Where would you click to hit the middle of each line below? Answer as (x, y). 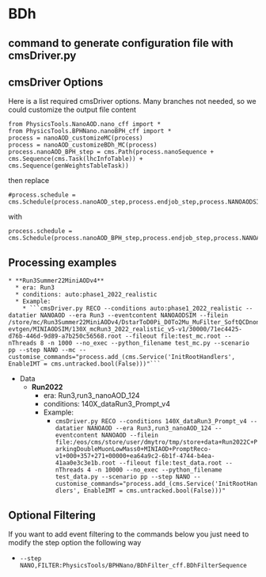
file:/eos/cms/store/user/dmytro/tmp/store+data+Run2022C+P (156, 442)
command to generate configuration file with (121, 43)
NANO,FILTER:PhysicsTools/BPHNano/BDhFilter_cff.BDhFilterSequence (133, 566)
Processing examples (63, 262)
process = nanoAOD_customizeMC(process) (76, 138)
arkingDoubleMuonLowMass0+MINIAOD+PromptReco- (133, 449)
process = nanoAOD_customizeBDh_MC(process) (83, 145)
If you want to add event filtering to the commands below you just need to (129, 534)
